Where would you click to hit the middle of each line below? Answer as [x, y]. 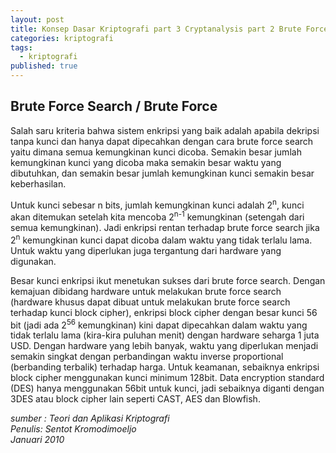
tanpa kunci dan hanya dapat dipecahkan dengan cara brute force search [162, 141]
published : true [44, 66]
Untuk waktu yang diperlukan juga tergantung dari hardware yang [146, 250]
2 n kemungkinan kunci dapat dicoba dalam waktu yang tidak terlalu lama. [161, 239]
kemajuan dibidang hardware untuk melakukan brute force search [146, 291]
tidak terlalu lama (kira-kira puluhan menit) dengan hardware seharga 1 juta [165, 335]
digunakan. [33, 261]
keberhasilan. [38, 183]
